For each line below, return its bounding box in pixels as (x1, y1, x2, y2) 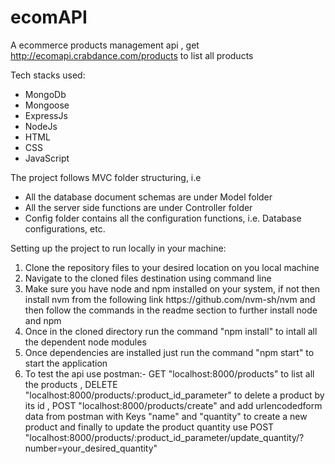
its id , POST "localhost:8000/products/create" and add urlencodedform (24, 399, 323, 411)
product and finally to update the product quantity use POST (24, 421, 275, 433)
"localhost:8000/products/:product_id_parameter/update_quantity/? (24, 431, 305, 443)
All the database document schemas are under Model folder (24, 191, 273, 203)
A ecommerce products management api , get (10, 39, 200, 51)
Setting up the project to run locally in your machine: (10, 242, 227, 254)
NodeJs (24, 120, 58, 132)
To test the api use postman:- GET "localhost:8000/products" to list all (24, 367, 315, 380)
